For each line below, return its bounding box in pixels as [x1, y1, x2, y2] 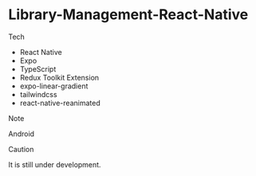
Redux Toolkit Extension [19, 72, 100, 82]
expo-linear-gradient [19, 81, 89, 91]
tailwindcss [19, 89, 57, 99]
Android [8, 129, 34, 139]
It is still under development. [8, 159, 101, 169]
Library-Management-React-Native [8, 6, 249, 24]
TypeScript [19, 64, 57, 73]
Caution [8, 144, 34, 154]
